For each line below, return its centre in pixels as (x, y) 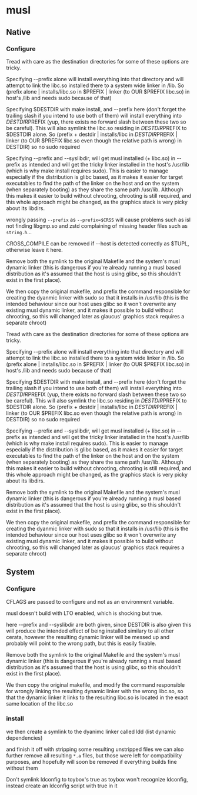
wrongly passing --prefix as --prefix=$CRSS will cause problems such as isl (98, 219)
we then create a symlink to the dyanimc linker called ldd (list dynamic (91, 731)
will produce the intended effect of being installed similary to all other (90, 631)
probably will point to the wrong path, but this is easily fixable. (81, 643)
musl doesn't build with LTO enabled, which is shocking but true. (84, 613)
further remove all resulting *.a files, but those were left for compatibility (94, 755)
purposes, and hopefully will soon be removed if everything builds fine (92, 761)
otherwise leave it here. (34, 250)
